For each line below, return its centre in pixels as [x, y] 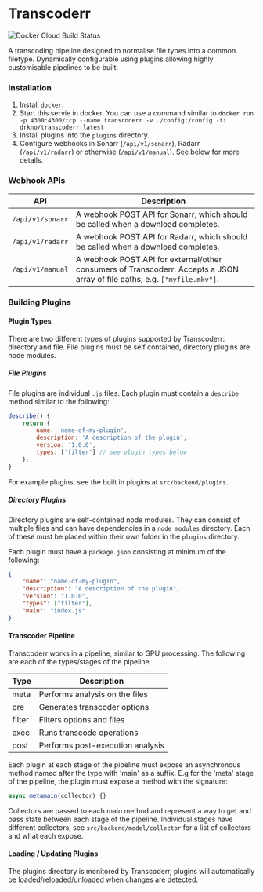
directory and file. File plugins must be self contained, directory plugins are [129, 347]
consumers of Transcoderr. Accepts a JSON [157, 269]
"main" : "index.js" [54, 611]
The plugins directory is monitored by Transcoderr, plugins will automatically [131, 871]
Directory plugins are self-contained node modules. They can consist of [124, 520]
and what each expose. [46, 835]
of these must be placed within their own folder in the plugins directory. [124, 536]
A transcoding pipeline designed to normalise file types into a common [122, 50]
